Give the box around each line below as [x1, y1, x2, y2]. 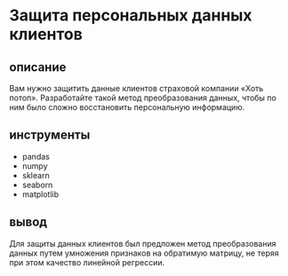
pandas [21, 151, 51, 162]
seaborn [21, 179, 53, 190]
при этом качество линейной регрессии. [9, 256, 165, 267]
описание [9, 59, 67, 75]
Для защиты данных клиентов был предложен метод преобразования [9, 238, 276, 248]
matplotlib [21, 188, 60, 200]
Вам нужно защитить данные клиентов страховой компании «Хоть [9, 83, 264, 93]
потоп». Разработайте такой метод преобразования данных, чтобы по [9, 92, 277, 103]
